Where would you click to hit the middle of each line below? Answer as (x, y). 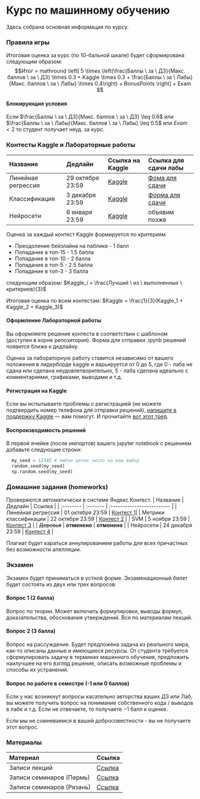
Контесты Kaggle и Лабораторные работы (71, 145)
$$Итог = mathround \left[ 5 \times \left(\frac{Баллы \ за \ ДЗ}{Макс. (100, 71)
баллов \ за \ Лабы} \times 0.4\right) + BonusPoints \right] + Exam (110, 83)
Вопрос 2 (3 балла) (31, 631)
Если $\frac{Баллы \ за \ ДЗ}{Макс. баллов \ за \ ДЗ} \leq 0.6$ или (90, 117)
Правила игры (28, 42)
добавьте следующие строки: (44, 450)
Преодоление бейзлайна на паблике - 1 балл (72, 245)
